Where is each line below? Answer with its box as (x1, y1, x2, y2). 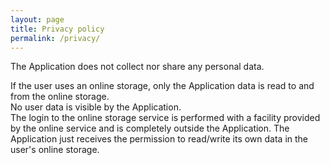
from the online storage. (10, 91, 110, 103)
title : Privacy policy (10, 24, 105, 34)
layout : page (10, 14, 65, 25)
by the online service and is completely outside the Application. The (10, 122, 290, 135)
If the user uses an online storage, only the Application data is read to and (10, 80, 315, 92)
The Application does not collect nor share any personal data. (10, 61, 265, 73)
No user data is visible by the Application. (10, 101, 182, 113)
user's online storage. (10, 144, 100, 156)
